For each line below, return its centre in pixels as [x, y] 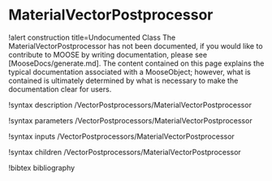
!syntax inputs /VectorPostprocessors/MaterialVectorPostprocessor [122, 136]
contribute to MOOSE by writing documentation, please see [108, 54]
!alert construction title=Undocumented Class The [92, 37]
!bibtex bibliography [42, 167]
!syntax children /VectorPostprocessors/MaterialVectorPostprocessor [125, 152]
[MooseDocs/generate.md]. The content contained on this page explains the [136, 63]
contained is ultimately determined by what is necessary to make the [123, 80]
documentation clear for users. [60, 89]
